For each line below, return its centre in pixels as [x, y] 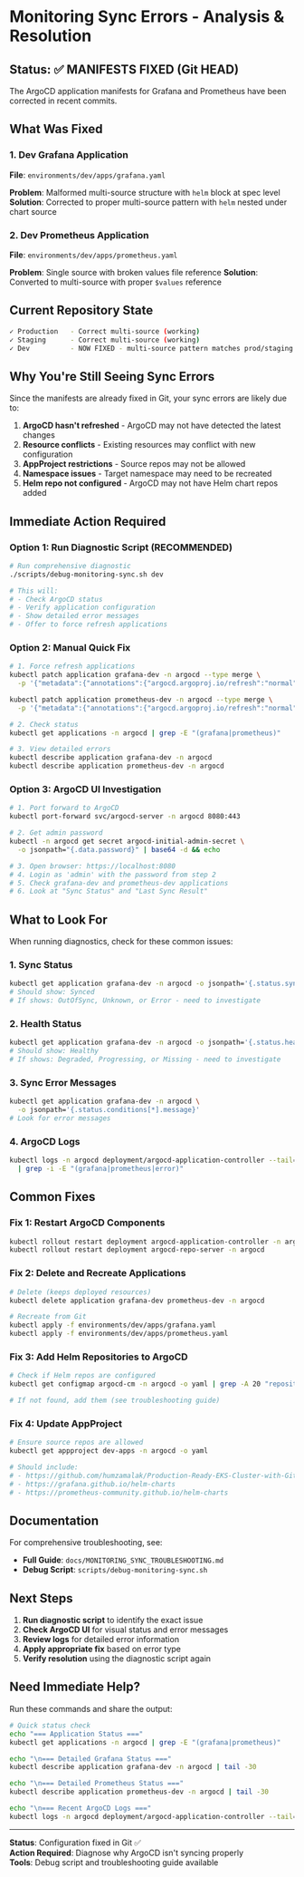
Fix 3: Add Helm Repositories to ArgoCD [99, 1357]
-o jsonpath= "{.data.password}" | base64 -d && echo [119, 849]
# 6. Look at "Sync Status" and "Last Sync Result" [109, 891]
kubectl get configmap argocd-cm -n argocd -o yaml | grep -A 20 [135, 1384]
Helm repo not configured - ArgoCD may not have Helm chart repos [150, 483]
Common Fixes [52, 1197]
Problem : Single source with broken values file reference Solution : [134, 272]
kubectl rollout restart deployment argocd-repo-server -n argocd [137, 1250]
